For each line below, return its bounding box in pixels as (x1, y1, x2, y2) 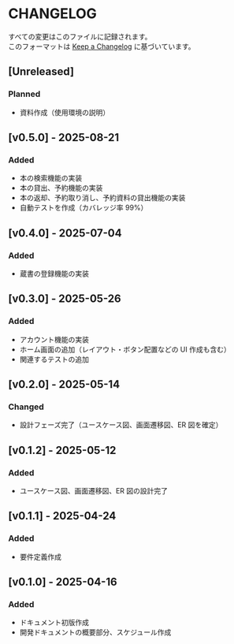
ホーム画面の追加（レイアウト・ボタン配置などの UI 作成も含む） (19, 344, 231, 354)
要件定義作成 (19, 552, 61, 561)
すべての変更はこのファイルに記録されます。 (8, 32, 152, 41)
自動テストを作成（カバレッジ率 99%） (19, 203, 148, 213)
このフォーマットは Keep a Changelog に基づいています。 (8, 41, 195, 51)
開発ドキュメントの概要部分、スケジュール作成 (19, 627, 172, 637)
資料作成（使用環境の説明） (19, 107, 110, 117)
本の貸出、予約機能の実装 (19, 183, 103, 193)
